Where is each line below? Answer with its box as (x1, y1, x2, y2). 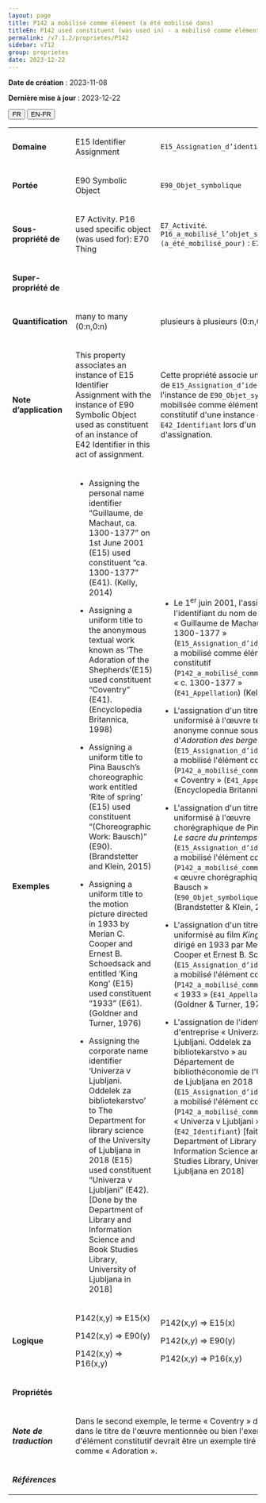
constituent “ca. (88, 557, 148, 568)
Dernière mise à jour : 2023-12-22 (8, 93, 121, 102)
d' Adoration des (173, 734, 234, 746)
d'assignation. (160, 429, 213, 440)
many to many (74, 310, 128, 322)
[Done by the (88, 1194, 137, 1205)
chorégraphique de (173, 822, 245, 833)
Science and (88, 1234, 135, 1245)
